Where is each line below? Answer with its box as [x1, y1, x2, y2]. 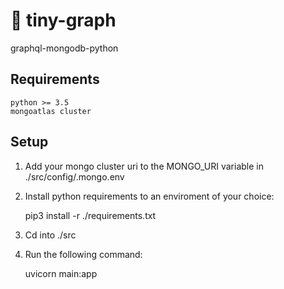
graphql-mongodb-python [10, 42, 119, 54]
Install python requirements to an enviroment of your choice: [24, 190, 275, 202]
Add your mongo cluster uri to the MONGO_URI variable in [24, 160, 264, 172]
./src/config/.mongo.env [24, 170, 125, 183]
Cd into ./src [24, 229, 77, 241]
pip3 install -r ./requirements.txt [24, 209, 157, 221]
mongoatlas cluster [10, 106, 92, 116]
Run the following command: [24, 248, 143, 260]
